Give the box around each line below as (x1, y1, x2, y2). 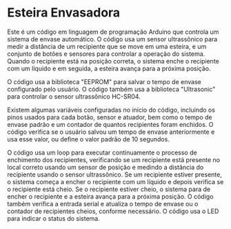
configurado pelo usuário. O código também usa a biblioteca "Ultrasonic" (7, 85, 216, 93)
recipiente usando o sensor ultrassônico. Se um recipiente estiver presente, (7, 170, 222, 179)
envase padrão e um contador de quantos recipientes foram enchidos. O (7, 120, 214, 128)
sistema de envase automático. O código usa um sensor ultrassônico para (7, 34, 218, 43)
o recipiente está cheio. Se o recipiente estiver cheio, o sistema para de (7, 185, 211, 193)
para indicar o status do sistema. (7, 214, 100, 222)
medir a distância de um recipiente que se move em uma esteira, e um (7, 42, 207, 50)
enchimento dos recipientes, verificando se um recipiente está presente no (7, 155, 221, 163)
